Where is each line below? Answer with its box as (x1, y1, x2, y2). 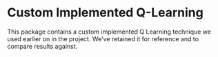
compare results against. (7, 42, 78, 50)
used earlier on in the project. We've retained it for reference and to (7, 34, 199, 43)
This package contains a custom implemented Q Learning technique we (7, 27, 212, 36)
